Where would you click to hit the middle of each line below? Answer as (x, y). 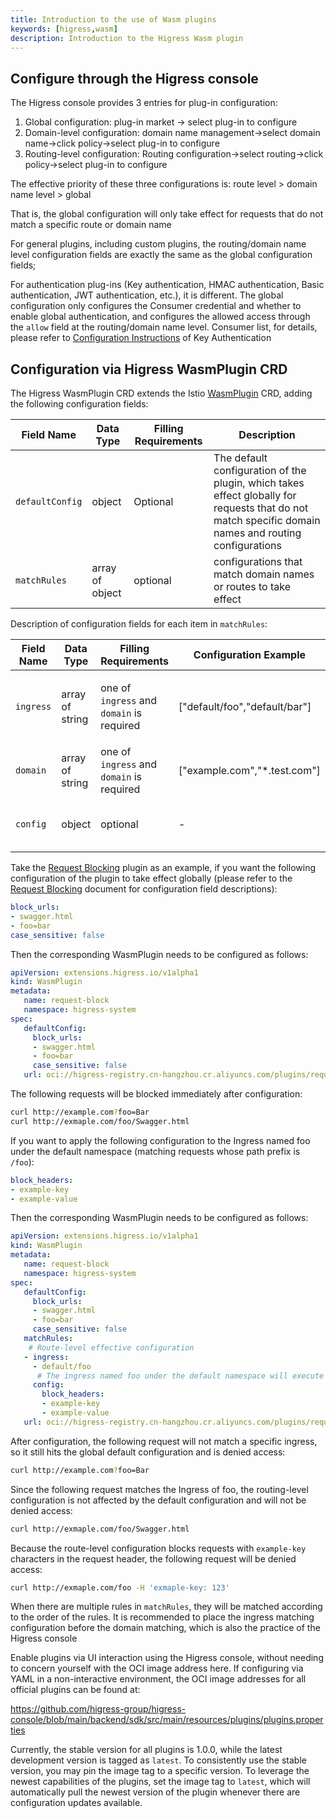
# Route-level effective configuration (111, 1347)
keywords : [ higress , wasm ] (64, 29)
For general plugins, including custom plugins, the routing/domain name (158, 244)
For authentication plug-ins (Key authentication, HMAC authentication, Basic (167, 285)
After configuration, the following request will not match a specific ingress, (164, 1441)
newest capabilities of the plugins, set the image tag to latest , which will (160, 1782)
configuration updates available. (76, 1803)
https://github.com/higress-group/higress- (98, 1709)
